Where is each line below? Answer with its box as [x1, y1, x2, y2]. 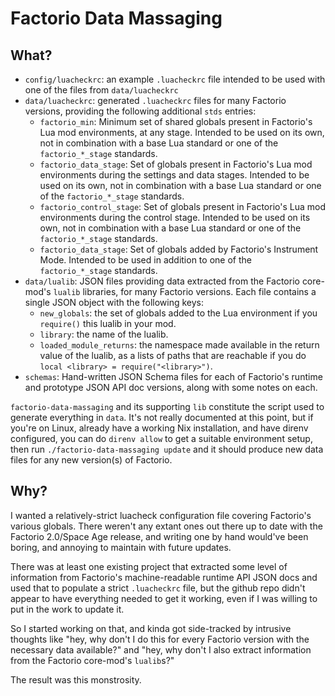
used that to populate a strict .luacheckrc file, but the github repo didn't [10, 582, 306, 594]
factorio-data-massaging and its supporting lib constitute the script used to [10, 401, 325, 412]
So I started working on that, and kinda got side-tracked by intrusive [10, 622, 292, 634]
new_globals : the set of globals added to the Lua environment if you [39, 307, 318, 319]
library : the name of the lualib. [39, 328, 169, 340]
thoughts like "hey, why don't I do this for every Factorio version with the [10, 633, 310, 645]
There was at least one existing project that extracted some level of [10, 560, 288, 572]
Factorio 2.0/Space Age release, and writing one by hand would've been [10, 530, 309, 542]
